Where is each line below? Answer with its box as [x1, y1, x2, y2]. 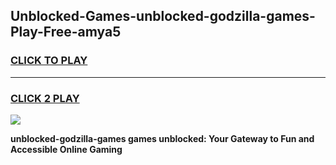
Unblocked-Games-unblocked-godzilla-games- [10, 8, 316, 25]
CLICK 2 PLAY [10, 91, 80, 105]
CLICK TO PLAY [10, 54, 88, 68]
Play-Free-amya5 [10, 24, 122, 41]
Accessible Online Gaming [10, 143, 123, 155]
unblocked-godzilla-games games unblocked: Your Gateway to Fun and [10, 132, 315, 144]
